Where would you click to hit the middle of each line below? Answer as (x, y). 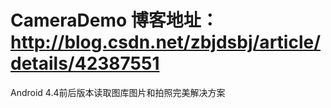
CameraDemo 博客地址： (114, 20)
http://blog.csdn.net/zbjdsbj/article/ (166, 42)
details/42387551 (85, 63)
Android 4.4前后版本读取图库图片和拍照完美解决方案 (118, 92)
